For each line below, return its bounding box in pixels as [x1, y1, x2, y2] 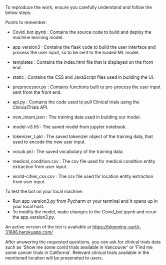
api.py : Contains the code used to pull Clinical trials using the [12, 99, 140, 105]
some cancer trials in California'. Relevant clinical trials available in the [5, 249, 149, 255]
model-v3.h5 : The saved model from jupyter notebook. [12, 124, 127, 129]
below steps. [5, 10, 31, 16]
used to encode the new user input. [12, 139, 86, 145]
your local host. [12, 203, 45, 209]
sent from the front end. [12, 89, 62, 95]
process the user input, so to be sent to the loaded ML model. [12, 50, 140, 55]
